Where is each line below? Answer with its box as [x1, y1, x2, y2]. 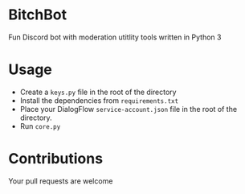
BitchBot [8, 6, 67, 24]
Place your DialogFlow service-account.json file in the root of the [19, 104, 238, 114]
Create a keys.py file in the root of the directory [19, 87, 177, 97]
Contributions [8, 150, 103, 168]
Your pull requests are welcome [8, 175, 113, 186]
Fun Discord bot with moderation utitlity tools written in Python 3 [8, 32, 222, 42]
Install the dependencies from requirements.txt [19, 95, 179, 105]
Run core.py [19, 121, 61, 130]
